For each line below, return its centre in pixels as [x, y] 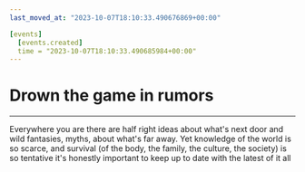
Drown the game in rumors [112, 96]
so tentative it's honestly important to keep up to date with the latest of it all [150, 158]
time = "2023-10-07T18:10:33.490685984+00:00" [107, 51]
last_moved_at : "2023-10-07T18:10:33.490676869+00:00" [115, 18]
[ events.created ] [50, 43]
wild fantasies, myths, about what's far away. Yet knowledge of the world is [151, 139]
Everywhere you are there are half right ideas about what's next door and [147, 129]
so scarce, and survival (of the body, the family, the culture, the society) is [148, 148]
